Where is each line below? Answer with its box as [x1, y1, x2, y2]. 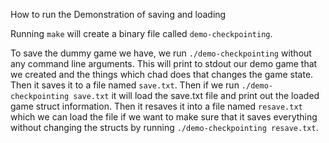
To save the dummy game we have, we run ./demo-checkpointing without [10, 47, 312, 59]
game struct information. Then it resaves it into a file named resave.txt [10, 100, 303, 112]
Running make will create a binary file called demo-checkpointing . [10, 28, 273, 39]
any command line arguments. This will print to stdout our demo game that [10, 58, 318, 69]
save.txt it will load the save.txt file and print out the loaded [73, 90, 320, 101]
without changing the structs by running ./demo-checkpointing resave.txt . [10, 122, 319, 133]
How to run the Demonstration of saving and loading [10, 9, 227, 20]
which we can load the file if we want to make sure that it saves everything [10, 111, 318, 123]
